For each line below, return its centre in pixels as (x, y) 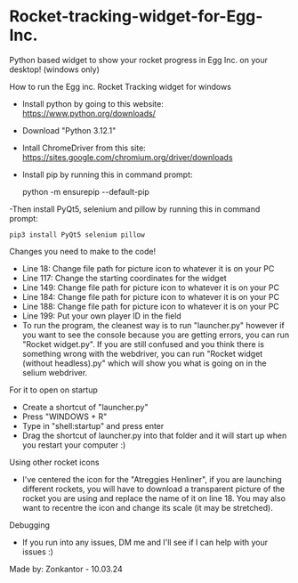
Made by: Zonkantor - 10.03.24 (66, 569)
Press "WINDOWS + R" (64, 417)
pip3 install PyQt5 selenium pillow (77, 235)
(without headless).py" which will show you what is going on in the (144, 363)
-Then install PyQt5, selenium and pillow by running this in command (135, 209)
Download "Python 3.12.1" (69, 130)
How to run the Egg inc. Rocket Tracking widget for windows (120, 86)
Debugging (30, 525)
